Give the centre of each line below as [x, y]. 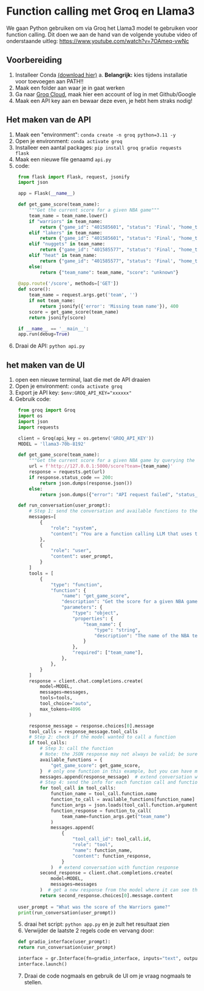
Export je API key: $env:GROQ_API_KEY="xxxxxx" [73, 393]
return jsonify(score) [57, 318]
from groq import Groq [47, 410]
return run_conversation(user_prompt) [67, 948]
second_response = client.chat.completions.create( [107, 873]
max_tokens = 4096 [60, 709]
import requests [39, 427]
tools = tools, [56, 698]
